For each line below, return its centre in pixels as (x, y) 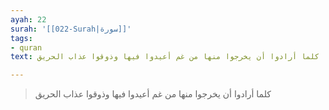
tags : (21, 38)
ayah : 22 (28, 19)
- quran (26, 47)
